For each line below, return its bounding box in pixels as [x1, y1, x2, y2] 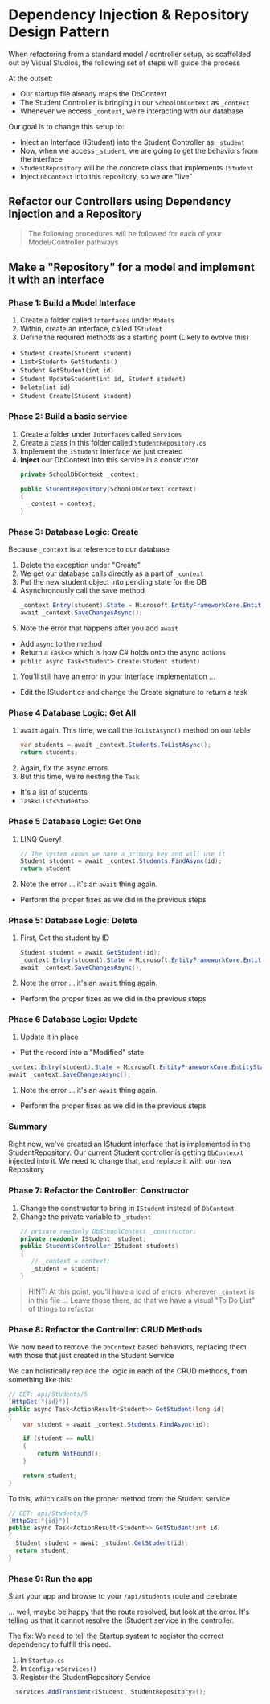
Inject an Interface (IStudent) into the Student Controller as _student [19, 137, 245, 146]
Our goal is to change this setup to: [8, 121, 125, 131]
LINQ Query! [19, 834, 62, 844]
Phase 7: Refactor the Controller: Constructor [8, 1185, 189, 1196]
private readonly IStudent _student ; [19, 1234, 147, 1243]
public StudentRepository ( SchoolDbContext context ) [19, 485, 197, 493]
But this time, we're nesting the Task [19, 772, 140, 782]
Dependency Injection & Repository [8, 6, 250, 24]
